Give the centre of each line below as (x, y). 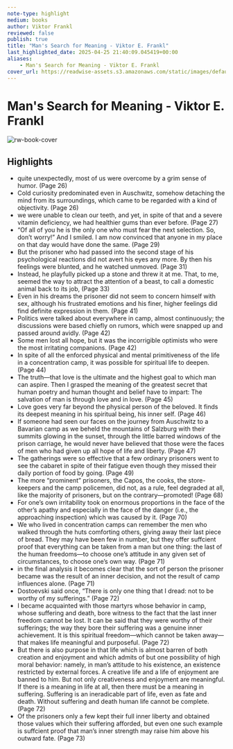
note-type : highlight (38, 14)
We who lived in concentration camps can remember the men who (112, 525)
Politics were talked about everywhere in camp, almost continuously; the (121, 318)
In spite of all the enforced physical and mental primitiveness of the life (118, 355)
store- (197, 481)
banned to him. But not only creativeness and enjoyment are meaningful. (121, 680)
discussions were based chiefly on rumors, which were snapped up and (120, 326)
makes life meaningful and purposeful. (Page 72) (100, 643)
